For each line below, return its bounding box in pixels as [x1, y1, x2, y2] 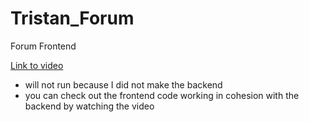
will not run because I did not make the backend [24, 78, 223, 91]
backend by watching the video [24, 100, 155, 112]
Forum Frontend [10, 40, 77, 52]
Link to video [10, 59, 64, 71]
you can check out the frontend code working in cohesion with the [24, 89, 300, 101]
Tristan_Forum [10, 7, 135, 30]
